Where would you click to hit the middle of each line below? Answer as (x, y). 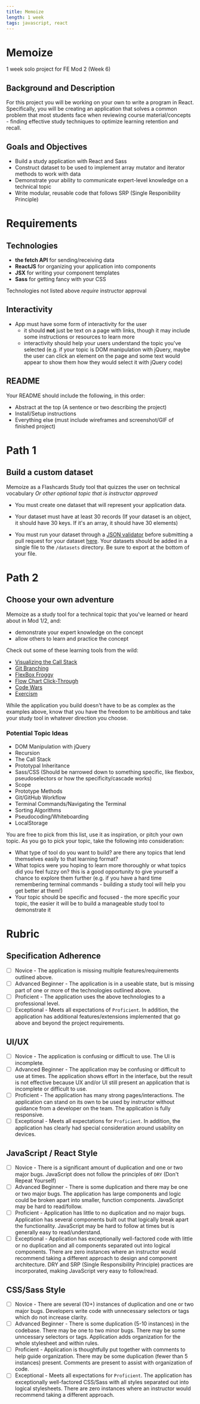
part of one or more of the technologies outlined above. (83, 990)
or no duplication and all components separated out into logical (93, 1246)
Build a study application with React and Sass (71, 161)
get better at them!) (39, 890)
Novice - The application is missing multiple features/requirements (97, 970)
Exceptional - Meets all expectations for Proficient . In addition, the (98, 1121)
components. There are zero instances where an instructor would (95, 1252)
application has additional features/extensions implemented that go (98, 1017)
